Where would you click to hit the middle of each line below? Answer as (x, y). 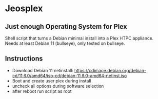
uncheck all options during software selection (58, 86)
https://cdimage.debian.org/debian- (110, 70)
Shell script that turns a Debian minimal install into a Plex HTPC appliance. (79, 38)
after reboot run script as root (42, 91)
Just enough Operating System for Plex (66, 27)
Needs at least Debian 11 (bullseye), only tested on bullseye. (65, 43)
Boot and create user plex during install (51, 80)
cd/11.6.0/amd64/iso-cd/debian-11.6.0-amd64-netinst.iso (69, 76)
